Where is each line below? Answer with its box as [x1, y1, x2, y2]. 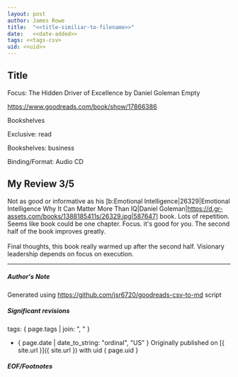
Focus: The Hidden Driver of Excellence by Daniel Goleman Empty [7, 88, 200, 97]
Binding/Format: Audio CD [7, 157, 84, 165]
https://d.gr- [187, 204, 223, 213]
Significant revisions [7, 307, 70, 315]
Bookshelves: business [7, 143, 74, 152]
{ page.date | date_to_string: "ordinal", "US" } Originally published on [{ [17, 338, 225, 346]
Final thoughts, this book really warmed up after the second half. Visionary [7, 242, 225, 251]
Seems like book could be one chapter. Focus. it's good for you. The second [7, 219, 230, 228]
